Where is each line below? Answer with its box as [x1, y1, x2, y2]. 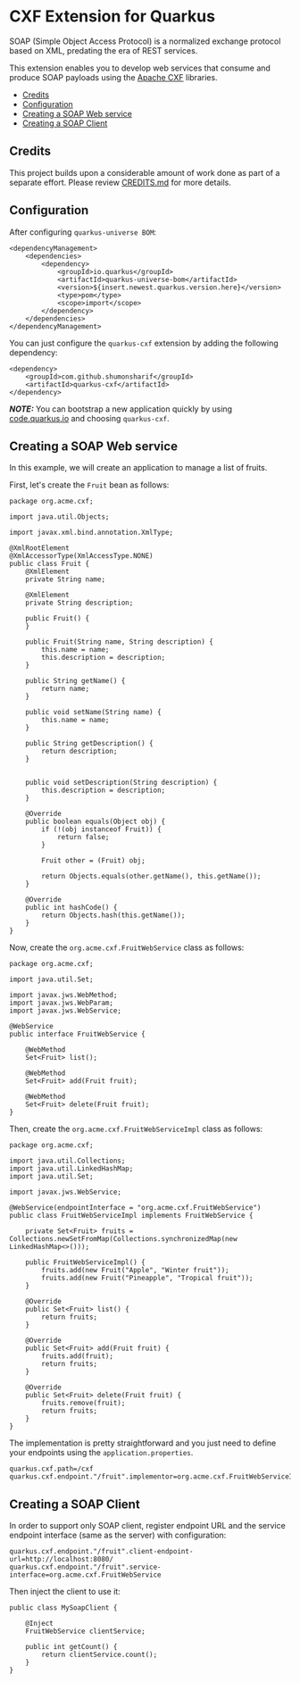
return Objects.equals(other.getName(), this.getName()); [41, 872, 262, 881]
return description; [41, 747, 118, 756]
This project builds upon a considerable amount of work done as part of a [9, 167, 280, 178]
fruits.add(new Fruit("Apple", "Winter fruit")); [41, 1266, 229, 1275]
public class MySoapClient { [9, 1604, 118, 1612]
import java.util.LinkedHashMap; [9, 1164, 134, 1173]
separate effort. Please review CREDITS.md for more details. [9, 177, 232, 187]
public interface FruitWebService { [9, 1029, 146, 1039]
